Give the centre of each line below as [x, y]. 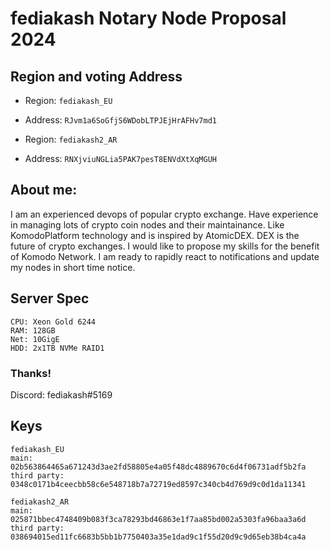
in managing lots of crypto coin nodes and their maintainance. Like [147, 224]
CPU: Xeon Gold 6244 [53, 322]
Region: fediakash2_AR [71, 139]
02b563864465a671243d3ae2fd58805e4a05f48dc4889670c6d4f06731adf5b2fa [158, 467]
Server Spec [50, 298]
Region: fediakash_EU [68, 100]
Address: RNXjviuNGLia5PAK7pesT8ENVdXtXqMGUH [120, 158]
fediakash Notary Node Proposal [148, 18]
